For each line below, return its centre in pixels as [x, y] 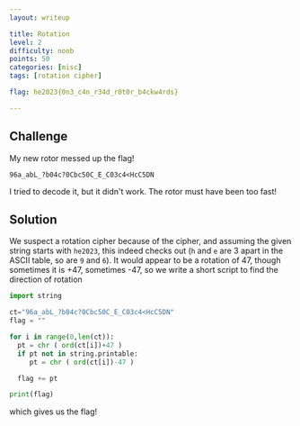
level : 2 [26, 42]
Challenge [39, 136]
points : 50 [30, 59]
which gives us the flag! [53, 412]
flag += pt [38, 378]
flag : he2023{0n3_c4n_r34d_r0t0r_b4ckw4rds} [94, 92]
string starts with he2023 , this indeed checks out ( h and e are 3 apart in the [146, 251]
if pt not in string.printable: [78, 353]
